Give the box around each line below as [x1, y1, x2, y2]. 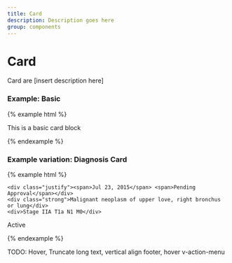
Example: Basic [7, 94, 61, 104]
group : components [7, 23, 61, 30]
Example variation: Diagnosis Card [7, 155, 128, 164]
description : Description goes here [7, 17, 114, 24]
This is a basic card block [7, 123, 81, 131]
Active [7, 220, 26, 229]
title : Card [7, 10, 42, 17]
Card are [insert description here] [7, 76, 104, 85]
